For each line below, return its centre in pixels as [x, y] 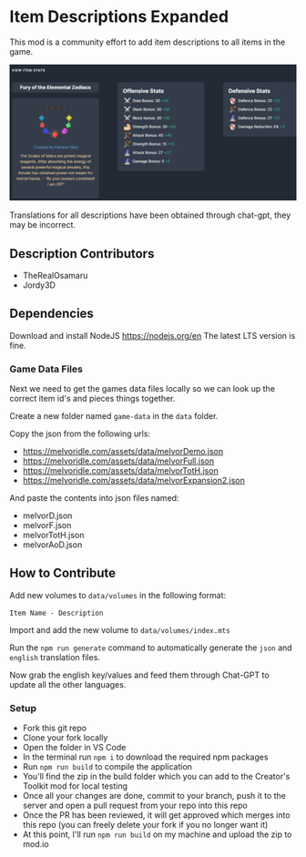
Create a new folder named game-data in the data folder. [114, 416]
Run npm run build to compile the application [107, 767]
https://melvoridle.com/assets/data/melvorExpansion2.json [134, 481]
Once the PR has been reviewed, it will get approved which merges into [156, 815]
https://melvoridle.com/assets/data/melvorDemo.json [123, 452]
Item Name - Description [56, 613]
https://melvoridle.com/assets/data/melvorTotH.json [120, 471]
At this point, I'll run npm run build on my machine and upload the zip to [157, 834]
